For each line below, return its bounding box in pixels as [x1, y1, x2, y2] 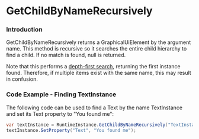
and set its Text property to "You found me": [6, 110, 114, 117]
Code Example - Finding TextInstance [6, 90, 117, 99]
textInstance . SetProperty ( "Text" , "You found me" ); [6, 127, 136, 133]
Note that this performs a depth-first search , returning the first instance [6, 63, 181, 70]
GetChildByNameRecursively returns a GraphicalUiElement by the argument [6, 39, 191, 46]
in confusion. [6, 75, 38, 83]
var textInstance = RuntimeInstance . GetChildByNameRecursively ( [6, 122, 168, 128]
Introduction [6, 26, 43, 34]
